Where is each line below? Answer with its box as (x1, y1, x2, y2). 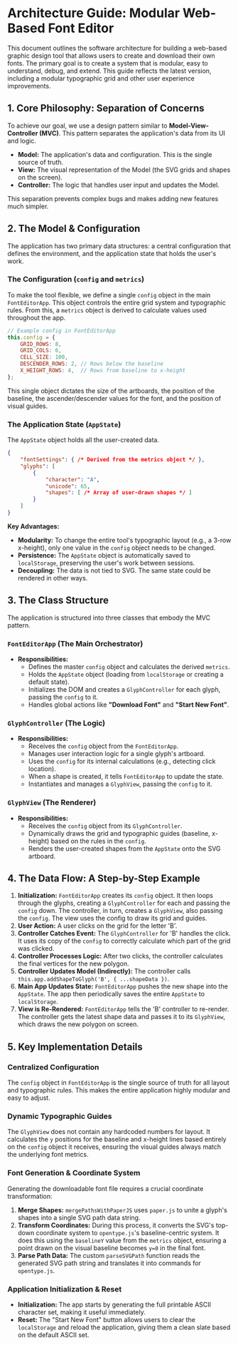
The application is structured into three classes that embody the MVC (7, 613, 211, 622)
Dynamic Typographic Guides (7, 1111, 112, 1121)
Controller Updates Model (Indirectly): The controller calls (17, 967, 191, 976)
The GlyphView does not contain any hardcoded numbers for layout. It (7, 1127, 211, 1136)
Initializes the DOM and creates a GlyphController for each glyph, (28, 685, 221, 694)
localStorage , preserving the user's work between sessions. (17, 558, 195, 567)
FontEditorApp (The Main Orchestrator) (7, 638, 144, 648)
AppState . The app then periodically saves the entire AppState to (17, 990, 205, 998)
